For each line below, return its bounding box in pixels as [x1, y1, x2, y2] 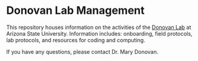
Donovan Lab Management [6, 4, 145, 18]
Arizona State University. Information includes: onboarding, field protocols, [6, 30, 193, 37]
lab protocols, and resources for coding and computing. [6, 36, 145, 43]
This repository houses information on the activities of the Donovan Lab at [6, 24, 192, 31]
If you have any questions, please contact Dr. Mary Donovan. [6, 48, 159, 55]
